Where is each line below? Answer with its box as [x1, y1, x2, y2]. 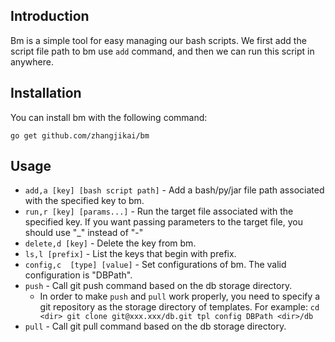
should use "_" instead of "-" [24, 227, 144, 239]
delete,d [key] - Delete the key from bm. [24, 237, 197, 249]
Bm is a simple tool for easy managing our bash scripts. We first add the [10, 34, 307, 46]
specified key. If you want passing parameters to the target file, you [24, 216, 304, 228]
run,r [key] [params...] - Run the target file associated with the [24, 205, 294, 218]
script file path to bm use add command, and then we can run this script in [10, 45, 315, 57]
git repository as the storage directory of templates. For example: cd [39, 301, 320, 313]
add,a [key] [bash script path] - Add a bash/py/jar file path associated [24, 184, 325, 196]
